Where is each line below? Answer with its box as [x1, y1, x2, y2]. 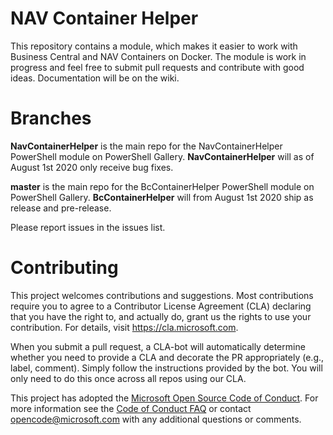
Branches [10, 107, 92, 130]
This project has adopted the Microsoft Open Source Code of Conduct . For [10, 392, 319, 404]
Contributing [10, 257, 119, 279]
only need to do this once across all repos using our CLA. [10, 372, 247, 384]
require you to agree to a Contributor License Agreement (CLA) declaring [10, 300, 312, 312]
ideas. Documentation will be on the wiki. [10, 72, 180, 84]
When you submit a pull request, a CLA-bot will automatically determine [10, 340, 306, 352]
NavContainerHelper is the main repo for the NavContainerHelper [10, 140, 283, 152]
